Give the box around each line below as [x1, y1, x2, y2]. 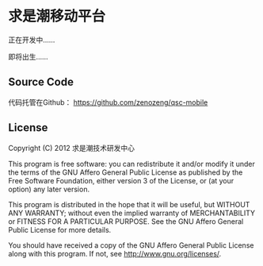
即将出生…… [8, 52, 49, 61]
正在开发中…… [8, 35, 55, 44]
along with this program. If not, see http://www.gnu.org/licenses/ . [8, 249, 222, 258]
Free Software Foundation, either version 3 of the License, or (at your [8, 175, 234, 185]
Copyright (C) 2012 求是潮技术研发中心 [8, 143, 135, 152]
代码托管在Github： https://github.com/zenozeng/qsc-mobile [8, 97, 208, 107]
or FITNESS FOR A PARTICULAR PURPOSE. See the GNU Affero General [8, 216, 244, 226]
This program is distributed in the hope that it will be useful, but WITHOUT [8, 199, 250, 209]
